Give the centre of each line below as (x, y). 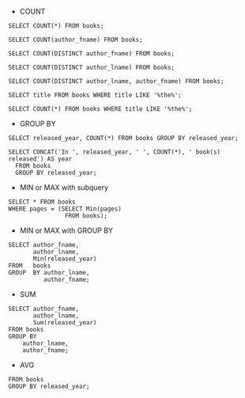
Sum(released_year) (65, 323)
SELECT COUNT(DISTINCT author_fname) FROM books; (92, 54)
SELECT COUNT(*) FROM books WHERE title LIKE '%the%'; (100, 109)
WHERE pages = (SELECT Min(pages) (65, 209)
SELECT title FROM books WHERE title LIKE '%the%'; (95, 95)
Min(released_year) (65, 259)
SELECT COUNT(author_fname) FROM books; (76, 40)
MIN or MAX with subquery (64, 188)
